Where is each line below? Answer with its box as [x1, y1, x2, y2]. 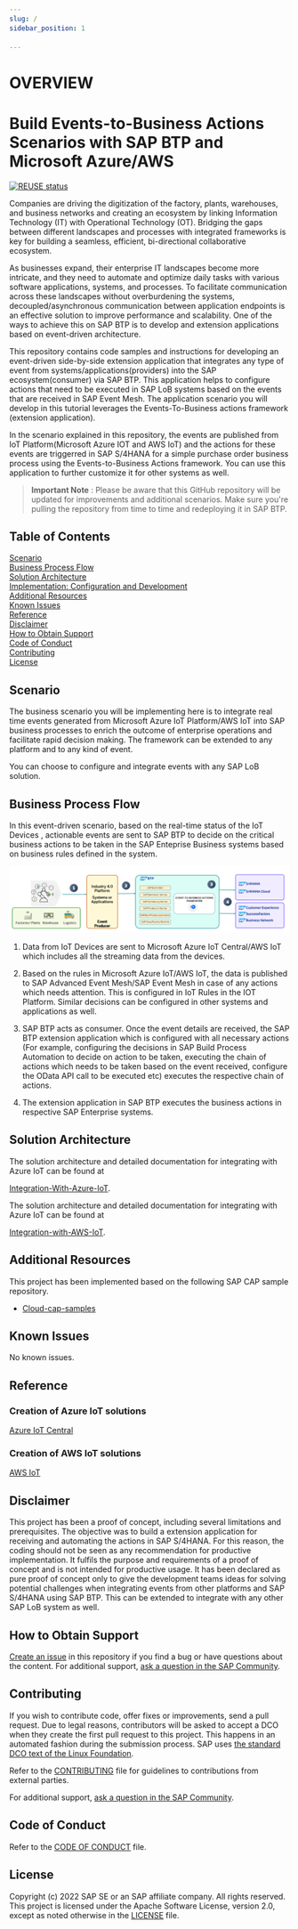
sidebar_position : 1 [9, 23, 86, 33]
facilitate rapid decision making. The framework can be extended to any [9, 734, 273, 745]
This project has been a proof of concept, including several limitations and [9, 1517, 282, 1528]
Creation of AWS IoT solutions [9, 1447, 141, 1460]
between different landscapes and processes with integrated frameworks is [9, 226, 286, 237]
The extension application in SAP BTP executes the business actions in [21, 1098, 282, 1108]
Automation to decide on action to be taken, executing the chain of [21, 1051, 267, 1063]
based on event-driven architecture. [9, 328, 141, 339]
